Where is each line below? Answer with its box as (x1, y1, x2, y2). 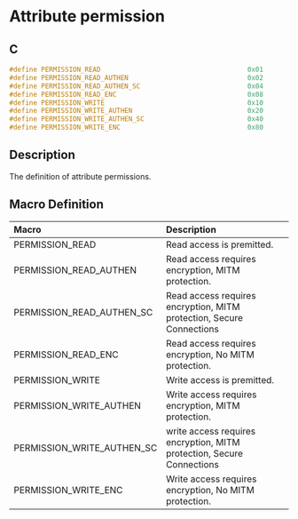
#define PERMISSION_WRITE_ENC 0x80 (9, 123, 264, 132)
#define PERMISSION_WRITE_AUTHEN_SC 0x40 (9, 115, 264, 124)
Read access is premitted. (165, 238, 274, 251)
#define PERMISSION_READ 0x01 (9, 65, 264, 74)
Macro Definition (9, 197, 104, 212)
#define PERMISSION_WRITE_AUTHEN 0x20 (9, 107, 264, 116)
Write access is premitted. (165, 373, 275, 386)
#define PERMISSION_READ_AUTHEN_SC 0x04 (9, 82, 264, 91)
